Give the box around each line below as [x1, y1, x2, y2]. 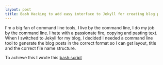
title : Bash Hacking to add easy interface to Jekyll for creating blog [5, 12, 155, 16]
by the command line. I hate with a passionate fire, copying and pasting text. [5, 30, 158, 36]
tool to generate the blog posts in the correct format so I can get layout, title [5, 40, 157, 46]
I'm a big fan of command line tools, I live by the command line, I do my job [5, 25, 155, 30]
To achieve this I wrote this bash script [5, 54, 82, 60]
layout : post [5, 7, 32, 12]
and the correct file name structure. [5, 45, 76, 51]
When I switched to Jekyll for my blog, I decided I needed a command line [5, 35, 153, 41]
